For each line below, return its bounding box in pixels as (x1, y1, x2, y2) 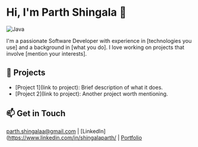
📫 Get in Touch (6, 108, 66, 119)
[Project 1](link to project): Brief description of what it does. (15, 83, 163, 91)
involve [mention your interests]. (6, 50, 87, 57)
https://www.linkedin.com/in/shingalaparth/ (8, 134, 117, 141)
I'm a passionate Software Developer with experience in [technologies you (6, 37, 192, 44)
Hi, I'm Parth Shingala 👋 (6, 5, 127, 19)
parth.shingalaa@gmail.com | (6, 127, 80, 135)
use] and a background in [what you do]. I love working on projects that (6, 44, 185, 51)
